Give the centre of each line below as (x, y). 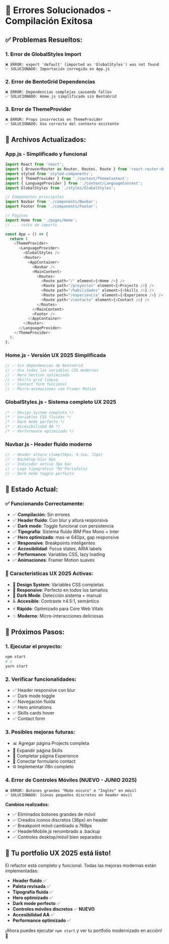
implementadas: (22, 871)
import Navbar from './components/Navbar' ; (52, 202)
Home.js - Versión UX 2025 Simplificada (56, 355)
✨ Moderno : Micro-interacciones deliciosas (58, 616)
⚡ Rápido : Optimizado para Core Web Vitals (58, 608)
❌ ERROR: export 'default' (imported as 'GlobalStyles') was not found (82, 64)
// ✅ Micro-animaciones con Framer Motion (51, 389)
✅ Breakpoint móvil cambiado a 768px (52, 825)
